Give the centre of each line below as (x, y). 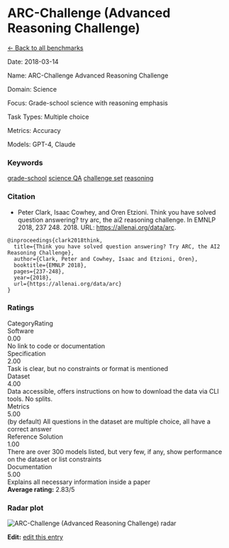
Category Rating (30, 323)
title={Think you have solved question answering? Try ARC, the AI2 (117, 247)
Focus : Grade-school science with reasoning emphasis (88, 103)
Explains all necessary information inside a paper (79, 482)
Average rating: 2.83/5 (41, 489)
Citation (21, 197)
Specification (27, 353)
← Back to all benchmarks (45, 48)
